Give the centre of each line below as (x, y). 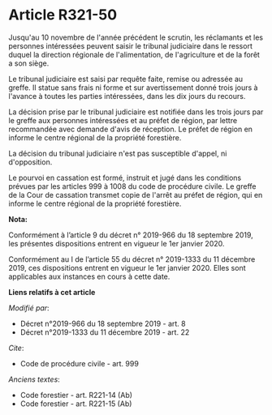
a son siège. (29, 63)
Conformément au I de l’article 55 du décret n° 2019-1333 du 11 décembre (132, 259)
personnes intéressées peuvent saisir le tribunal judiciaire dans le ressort (131, 45)
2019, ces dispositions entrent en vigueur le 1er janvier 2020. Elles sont (127, 267)
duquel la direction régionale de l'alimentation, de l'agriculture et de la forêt (134, 54)
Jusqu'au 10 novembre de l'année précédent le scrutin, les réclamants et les (136, 37)
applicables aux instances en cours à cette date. (89, 276)
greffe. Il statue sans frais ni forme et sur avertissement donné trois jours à (133, 88)
